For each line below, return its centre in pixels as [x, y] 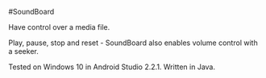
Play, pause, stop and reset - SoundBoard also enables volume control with [133, 43]
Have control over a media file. [59, 27]
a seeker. [23, 51]
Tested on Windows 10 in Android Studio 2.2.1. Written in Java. [112, 67]
